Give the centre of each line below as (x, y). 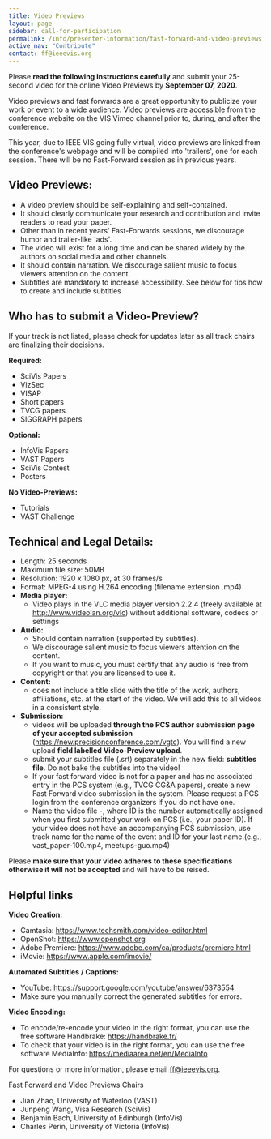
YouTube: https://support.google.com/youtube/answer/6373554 (127, 988)
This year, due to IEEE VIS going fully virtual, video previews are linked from (135, 142)
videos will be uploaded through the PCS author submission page (143, 725)
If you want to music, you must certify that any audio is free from (140, 665)
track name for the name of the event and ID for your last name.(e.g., (146, 837)
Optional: (24, 435)
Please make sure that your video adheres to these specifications (121, 861)
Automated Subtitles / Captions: (64, 972)
